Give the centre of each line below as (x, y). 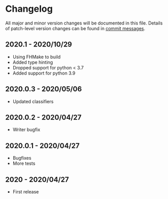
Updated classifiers (33, 101)
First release (26, 192)
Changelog (29, 9)
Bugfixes (22, 158)
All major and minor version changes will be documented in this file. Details (84, 23)
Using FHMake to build (37, 57)
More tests (24, 163)
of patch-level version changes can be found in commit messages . (75, 28)
